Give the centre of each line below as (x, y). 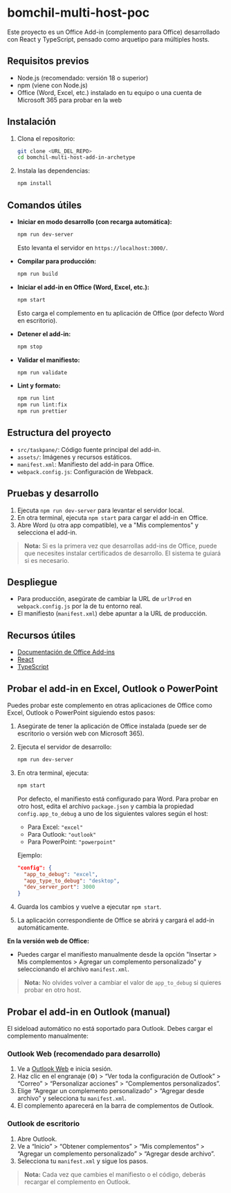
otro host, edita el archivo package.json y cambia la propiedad (105, 806)
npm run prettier (42, 411)
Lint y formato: (39, 385)
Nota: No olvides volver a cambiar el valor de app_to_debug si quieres (122, 983)
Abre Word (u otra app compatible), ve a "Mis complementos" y (108, 525)
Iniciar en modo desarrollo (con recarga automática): (94, 222)
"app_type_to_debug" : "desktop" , (72, 881)
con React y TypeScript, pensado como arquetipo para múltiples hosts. (108, 39)
